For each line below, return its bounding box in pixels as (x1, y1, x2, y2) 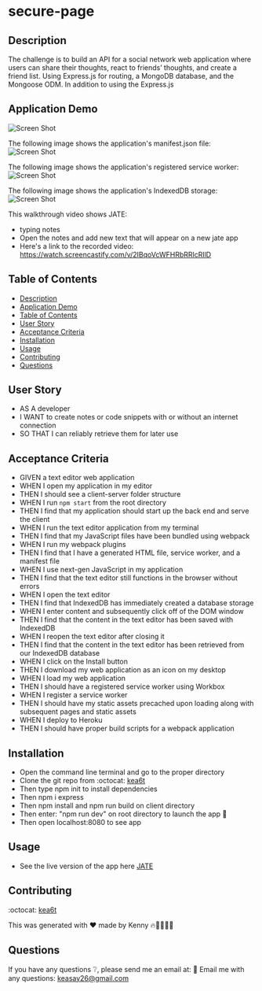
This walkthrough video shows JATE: (8, 209, 128, 219)
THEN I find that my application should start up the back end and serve (19, 506, 249, 516)
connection (19, 420, 56, 431)
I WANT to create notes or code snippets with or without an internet (19, 412, 238, 422)
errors (19, 582, 40, 591)
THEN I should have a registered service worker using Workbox (19, 682, 225, 691)
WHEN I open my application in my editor (19, 481, 153, 490)
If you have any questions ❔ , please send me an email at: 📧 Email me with (8, 964, 245, 974)
